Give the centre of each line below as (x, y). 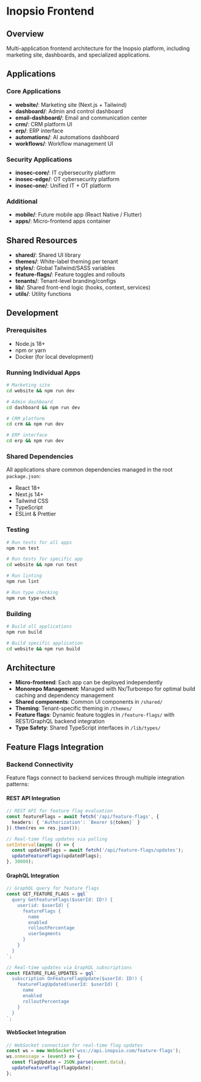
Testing (18, 530)
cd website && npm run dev (41, 391)
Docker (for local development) (54, 356)
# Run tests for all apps (39, 542)
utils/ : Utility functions (43, 294)
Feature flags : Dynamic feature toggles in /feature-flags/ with (95, 715)
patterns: (18, 784)
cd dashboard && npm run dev (43, 407)
